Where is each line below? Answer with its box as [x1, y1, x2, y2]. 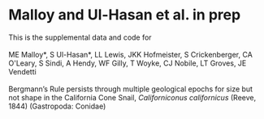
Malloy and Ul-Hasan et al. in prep [8, 6, 241, 24]
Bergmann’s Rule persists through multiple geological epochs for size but [8, 83, 253, 94]
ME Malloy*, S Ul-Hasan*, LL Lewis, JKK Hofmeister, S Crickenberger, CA [8, 49, 253, 59]
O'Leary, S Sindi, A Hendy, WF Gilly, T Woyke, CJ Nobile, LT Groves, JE [8, 58, 247, 68]
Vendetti [8, 66, 37, 76]
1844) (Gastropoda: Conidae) [8, 101, 106, 111]
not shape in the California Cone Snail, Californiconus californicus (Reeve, [8, 92, 257, 102]
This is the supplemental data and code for [8, 32, 152, 42]
